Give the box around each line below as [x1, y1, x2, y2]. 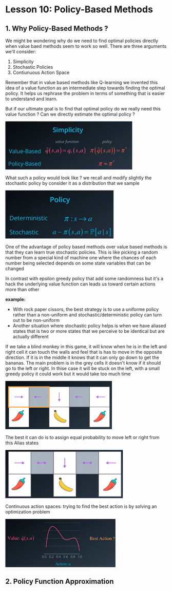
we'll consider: [5, 49, 36, 54]
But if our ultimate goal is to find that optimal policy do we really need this [5, 106, 161, 111]
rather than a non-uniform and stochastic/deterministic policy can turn [12, 312, 162, 318]
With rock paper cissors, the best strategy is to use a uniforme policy [12, 307, 159, 312]
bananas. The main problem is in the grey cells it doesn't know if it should [5, 360, 161, 366]
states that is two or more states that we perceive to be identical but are [12, 328, 165, 334]
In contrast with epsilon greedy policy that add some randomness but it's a [5, 276, 163, 281]
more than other [5, 287, 40, 292]
